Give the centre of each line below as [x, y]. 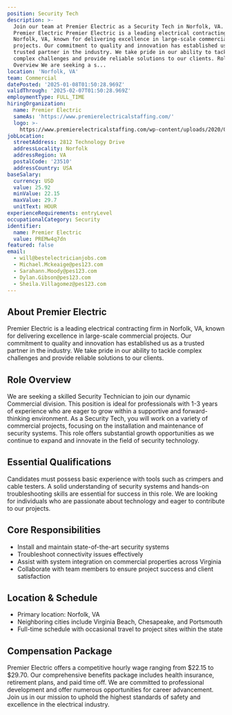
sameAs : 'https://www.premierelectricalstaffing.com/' [94, 116]
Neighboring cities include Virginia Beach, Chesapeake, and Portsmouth [120, 622]
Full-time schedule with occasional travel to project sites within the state [120, 629]
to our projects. [29, 508]
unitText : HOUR [35, 207]
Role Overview [39, 380]
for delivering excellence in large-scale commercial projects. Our [99, 336]
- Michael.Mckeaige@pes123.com [58, 264]
